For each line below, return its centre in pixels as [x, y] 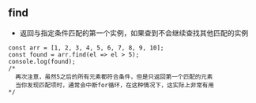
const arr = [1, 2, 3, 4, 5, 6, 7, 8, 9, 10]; [86, 48]
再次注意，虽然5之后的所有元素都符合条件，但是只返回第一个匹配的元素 [114, 77]
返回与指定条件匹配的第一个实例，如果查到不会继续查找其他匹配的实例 [134, 33]
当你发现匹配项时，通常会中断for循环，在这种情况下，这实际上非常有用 [115, 85]
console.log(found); [42, 61]
